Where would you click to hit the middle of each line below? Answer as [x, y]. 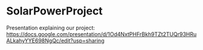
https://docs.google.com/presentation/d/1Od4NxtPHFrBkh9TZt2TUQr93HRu [101, 34]
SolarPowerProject [54, 11]
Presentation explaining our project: [51, 28]
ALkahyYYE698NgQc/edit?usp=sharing [55, 40]
